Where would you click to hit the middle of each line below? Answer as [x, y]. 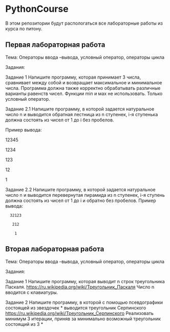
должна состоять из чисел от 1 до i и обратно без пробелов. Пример [81, 200]
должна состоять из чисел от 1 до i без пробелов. [60, 120]
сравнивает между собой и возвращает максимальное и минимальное [84, 82]
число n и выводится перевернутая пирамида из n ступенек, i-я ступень [85, 195]
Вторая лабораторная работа [55, 249]
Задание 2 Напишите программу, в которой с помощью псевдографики [84, 302]
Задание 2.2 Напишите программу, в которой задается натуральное [80, 189]
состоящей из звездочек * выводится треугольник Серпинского [76, 308]
